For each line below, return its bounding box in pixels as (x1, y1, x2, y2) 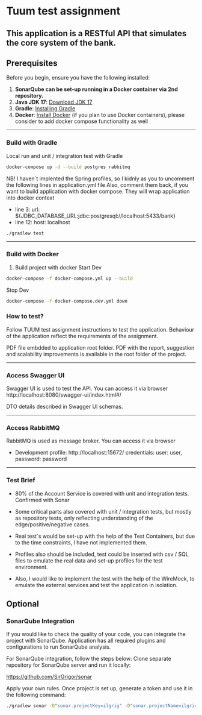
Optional (6, 599, 39, 609)
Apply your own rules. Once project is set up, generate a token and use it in (6, 685, 193, 692)
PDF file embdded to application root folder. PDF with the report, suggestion (6, 344, 195, 351)
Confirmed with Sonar (14, 496, 70, 503)
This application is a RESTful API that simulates (6, 28, 187, 39)
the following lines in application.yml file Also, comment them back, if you (6, 181, 188, 188)
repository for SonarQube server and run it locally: (6, 661, 131, 669)
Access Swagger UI (6, 371, 65, 379)
